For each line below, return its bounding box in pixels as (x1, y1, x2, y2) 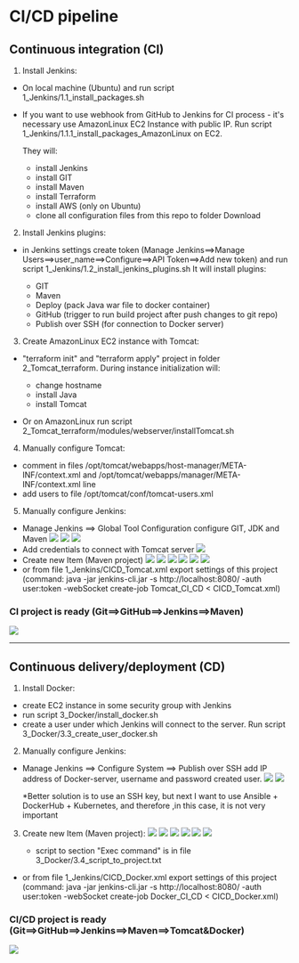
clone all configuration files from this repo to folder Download (35, 210, 261, 220)
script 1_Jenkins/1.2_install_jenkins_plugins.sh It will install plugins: (21, 264, 267, 273)
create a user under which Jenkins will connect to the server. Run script (21, 719, 287, 730)
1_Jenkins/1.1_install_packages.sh (21, 92, 145, 102)
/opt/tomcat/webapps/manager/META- (98, 469, 242, 480)
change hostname (35, 380, 102, 390)
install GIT (35, 172, 73, 183)
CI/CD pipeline (9, 6, 118, 27)
